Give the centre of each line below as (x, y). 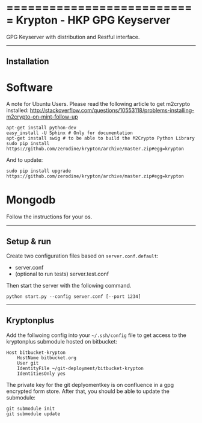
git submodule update (33, 414)
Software (29, 87)
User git (28, 363)
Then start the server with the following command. (69, 286)
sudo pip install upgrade (38, 171)
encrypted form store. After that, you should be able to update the (88, 391)
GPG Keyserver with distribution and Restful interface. (73, 37)
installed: (17, 110)
